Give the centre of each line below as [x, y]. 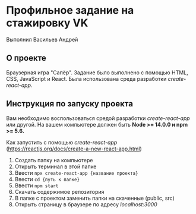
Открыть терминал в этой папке [56, 166]
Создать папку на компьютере [54, 160]
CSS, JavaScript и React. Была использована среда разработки [86, 78]
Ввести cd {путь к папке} [47, 179]
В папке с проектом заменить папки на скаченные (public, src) [95, 198]
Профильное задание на [70, 10]
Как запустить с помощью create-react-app [62, 142]
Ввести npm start [37, 185]
